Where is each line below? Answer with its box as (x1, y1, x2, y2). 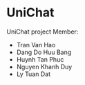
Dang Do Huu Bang (16, 48, 72, 56)
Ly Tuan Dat (16, 70, 51, 78)
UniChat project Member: (6, 27, 79, 36)
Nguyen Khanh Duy (16, 62, 73, 71)
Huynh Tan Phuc (16, 55, 64, 63)
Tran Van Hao (16, 40, 56, 49)
